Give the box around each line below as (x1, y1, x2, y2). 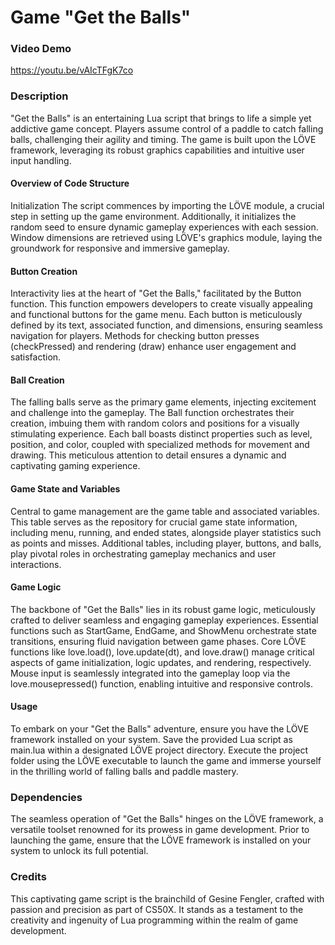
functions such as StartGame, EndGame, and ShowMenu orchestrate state (10, 624, 317, 636)
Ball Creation (10, 374, 65, 386)
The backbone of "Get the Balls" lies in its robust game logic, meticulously (10, 603, 316, 615)
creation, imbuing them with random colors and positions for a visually (10, 417, 300, 430)
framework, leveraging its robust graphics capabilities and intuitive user (10, 144, 305, 156)
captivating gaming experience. (10, 460, 141, 472)
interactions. (10, 558, 62, 570)
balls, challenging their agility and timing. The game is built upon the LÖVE (10, 133, 317, 145)
